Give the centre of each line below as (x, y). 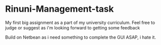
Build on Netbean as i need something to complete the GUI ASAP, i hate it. (80, 37)
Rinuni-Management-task (59, 9)
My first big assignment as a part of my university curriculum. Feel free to (80, 22)
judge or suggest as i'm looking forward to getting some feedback (73, 27)
